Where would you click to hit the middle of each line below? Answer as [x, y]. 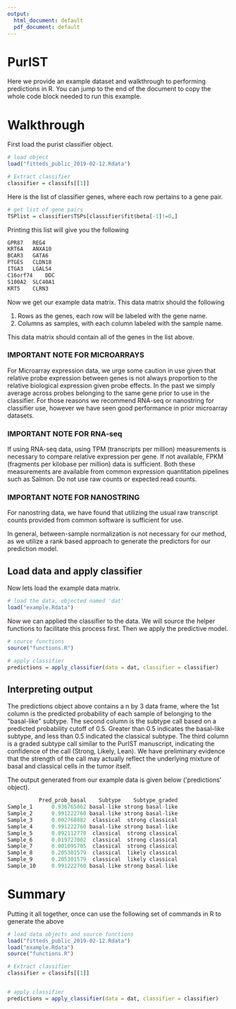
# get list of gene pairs [45, 210]
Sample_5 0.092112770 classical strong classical [93, 833]
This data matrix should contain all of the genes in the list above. [101, 337]
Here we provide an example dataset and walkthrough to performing [107, 81]
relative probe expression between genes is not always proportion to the [112, 377]
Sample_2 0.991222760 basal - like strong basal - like [93, 814]
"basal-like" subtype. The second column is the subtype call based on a [112, 721]
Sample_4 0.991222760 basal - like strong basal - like [93, 826]
